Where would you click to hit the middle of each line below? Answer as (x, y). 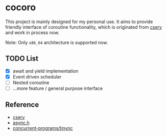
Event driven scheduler (37, 76)
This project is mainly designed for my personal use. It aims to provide (79, 22)
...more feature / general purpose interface (58, 88)
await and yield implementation (45, 71)
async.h (21, 123)
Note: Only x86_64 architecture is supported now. (57, 42)
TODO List (22, 59)
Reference (22, 105)
